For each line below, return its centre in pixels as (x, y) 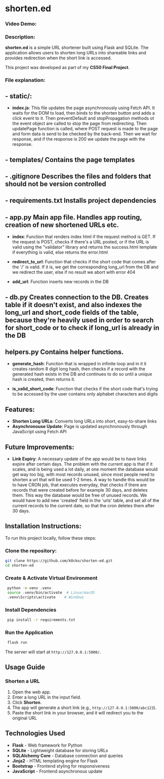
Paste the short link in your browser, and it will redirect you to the (78, 712)
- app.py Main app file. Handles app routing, (73, 217)
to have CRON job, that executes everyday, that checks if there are (79, 485)
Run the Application (29, 632)
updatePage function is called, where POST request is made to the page (85, 129)
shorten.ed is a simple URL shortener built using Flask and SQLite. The (77, 47)
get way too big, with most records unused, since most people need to (83, 474)
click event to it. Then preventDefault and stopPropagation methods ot (83, 118)
